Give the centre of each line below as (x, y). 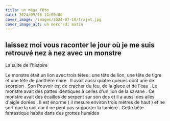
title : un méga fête (27, 10)
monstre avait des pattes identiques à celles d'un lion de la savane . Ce (80, 91)
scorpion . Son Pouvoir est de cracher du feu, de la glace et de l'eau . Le (81, 86)
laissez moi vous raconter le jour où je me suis (80, 45)
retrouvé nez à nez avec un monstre (63, 53)
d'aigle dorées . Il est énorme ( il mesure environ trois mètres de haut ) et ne (85, 102)
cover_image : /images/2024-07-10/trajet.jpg (53, 19)
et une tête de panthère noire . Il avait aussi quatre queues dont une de (80, 81)
